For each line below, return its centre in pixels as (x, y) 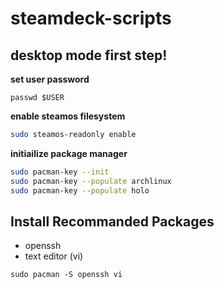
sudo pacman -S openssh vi (66, 275)
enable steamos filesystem (68, 116)
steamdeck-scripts (91, 18)
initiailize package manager (69, 153)
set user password (50, 79)
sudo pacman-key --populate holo (80, 190)
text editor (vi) (54, 256)
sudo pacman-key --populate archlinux (91, 181)
